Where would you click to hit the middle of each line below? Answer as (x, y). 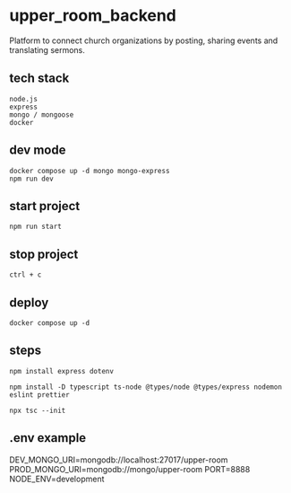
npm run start (36, 227)
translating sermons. (47, 49)
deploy (29, 302)
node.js (24, 99)
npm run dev (31, 179)
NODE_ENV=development (57, 479)
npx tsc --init (38, 410)
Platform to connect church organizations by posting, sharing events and (144, 40)
